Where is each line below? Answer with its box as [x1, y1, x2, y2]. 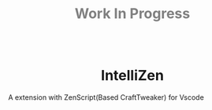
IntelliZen [101, 67, 164, 85]
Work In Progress [74, 5, 191, 23]
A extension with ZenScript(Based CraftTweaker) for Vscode [8, 92, 205, 102]
